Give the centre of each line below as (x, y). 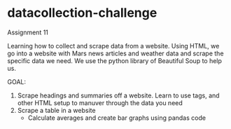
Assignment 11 (28, 32)
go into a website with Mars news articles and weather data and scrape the (115, 53)
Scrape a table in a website (56, 110)
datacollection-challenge (82, 13)
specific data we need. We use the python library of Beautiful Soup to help (115, 60)
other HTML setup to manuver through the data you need (100, 102)
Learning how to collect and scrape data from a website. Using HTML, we (113, 46)
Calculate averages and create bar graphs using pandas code (117, 118)
